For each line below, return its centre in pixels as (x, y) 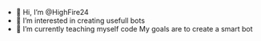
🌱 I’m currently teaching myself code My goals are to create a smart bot (135, 29)
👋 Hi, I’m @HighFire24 (52, 12)
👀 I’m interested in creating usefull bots (80, 20)
